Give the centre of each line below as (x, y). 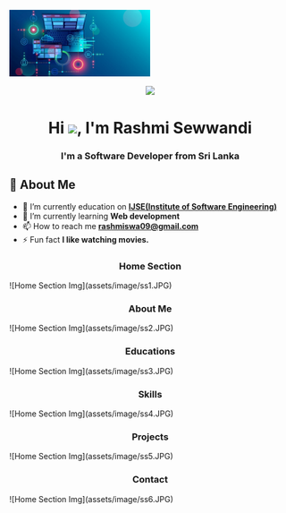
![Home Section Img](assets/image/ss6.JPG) (92, 499)
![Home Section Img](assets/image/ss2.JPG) (92, 329)
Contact (150, 480)
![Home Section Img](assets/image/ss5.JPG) (92, 457)
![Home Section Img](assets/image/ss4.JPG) (92, 414)
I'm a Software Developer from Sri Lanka (150, 156)
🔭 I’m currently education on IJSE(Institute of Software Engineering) (149, 206)
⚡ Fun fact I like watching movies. (85, 239)
